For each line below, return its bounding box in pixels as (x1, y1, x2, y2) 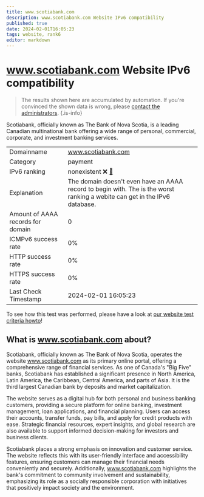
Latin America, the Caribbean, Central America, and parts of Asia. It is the (6, 376, 190, 383)
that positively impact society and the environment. (6, 484, 135, 491)
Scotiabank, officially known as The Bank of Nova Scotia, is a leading (6, 121, 179, 128)
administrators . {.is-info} (21, 109, 83, 116)
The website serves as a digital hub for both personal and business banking (6, 394, 196, 402)
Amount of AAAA (9, 210, 58, 218)
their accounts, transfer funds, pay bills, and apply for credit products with (6, 414, 192, 421)
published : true (6, 20, 47, 26)
